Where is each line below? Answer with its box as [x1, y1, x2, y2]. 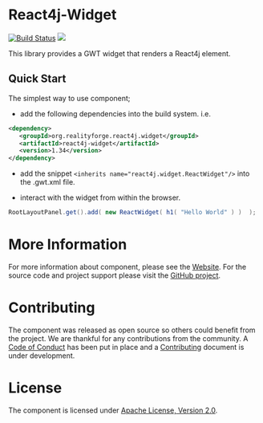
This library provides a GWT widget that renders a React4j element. [8, 48, 231, 58]
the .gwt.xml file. [19, 177, 75, 187]
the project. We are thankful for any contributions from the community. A [8, 333, 249, 343]
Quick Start [8, 72, 67, 86]
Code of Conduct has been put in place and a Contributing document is [8, 342, 245, 352]
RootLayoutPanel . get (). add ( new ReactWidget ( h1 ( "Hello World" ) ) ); [8, 209, 257, 217]
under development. [8, 351, 75, 360]
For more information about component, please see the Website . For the [8, 262, 247, 271]
